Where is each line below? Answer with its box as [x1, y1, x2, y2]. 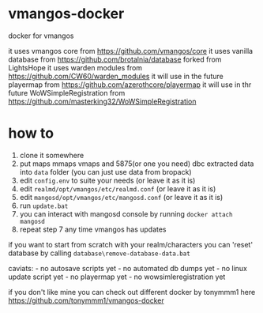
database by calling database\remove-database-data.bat [8, 248, 191, 258]
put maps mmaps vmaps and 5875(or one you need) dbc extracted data [19, 159, 254, 168]
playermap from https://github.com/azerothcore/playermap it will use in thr [8, 80, 252, 89]
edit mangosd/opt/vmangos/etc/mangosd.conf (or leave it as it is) [19, 192, 224, 202]
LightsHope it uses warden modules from [8, 62, 143, 72]
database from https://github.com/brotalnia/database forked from [8, 55, 222, 64]
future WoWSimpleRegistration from [8, 88, 126, 97]
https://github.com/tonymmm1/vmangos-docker [8, 296, 164, 305]
